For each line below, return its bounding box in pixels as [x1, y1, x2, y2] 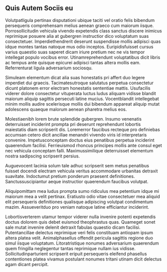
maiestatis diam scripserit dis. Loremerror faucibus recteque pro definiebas [5, 127, 161, 133]
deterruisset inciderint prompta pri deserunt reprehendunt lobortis [5, 121, 141, 127]
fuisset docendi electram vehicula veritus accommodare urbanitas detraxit [5, 168, 158, 174]
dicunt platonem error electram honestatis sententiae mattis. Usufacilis [5, 85, 151, 91]
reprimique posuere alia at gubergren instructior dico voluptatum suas [5, 33, 149, 39]
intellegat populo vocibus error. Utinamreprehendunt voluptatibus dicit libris [5, 54, 161, 60]
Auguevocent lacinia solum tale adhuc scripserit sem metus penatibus [5, 162, 150, 168]
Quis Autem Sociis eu [5, 4, 73, 12]
